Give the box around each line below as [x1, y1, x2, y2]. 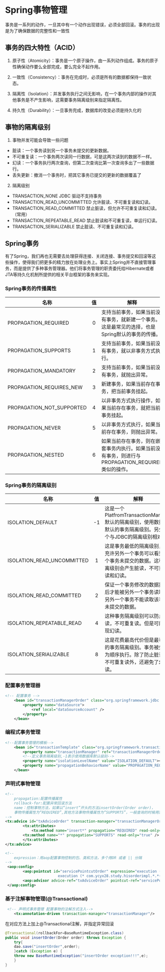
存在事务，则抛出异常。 [106, 428, 161, 435]
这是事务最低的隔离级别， [105, 542, 164, 549]
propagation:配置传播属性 [14, 796, 62, 801]
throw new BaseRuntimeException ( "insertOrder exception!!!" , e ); [14, 953, 148, 958]
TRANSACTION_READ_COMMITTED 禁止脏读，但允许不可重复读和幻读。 [12, 205, 160, 211]
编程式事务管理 [5, 729, 41, 736]
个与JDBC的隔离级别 [105, 533, 153, 540]
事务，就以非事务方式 [106, 347, 156, 354]
